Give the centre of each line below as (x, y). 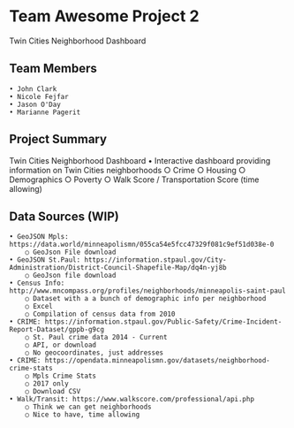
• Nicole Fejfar (39, 96)
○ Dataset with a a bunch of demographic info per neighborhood (146, 299)
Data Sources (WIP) (64, 216)
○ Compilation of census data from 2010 (100, 314)
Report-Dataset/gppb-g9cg (57, 330)
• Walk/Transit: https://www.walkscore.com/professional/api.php (132, 400)
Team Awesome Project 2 (105, 16)
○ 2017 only (47, 384)
